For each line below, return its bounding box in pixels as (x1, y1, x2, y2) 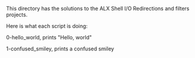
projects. (6, 11, 28, 18)
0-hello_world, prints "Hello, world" (6, 34, 92, 40)
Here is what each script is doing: (6, 23, 88, 29)
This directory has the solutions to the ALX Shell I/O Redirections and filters (6, 5, 190, 12)
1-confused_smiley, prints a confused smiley (6, 45, 114, 52)
